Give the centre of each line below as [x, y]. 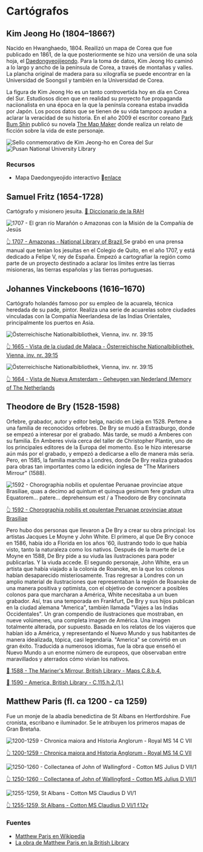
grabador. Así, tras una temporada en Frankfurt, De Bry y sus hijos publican [101, 601]
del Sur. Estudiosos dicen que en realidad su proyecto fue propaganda [94, 98]
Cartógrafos [38, 11]
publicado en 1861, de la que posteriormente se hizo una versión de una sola [102, 55]
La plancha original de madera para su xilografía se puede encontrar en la [98, 74]
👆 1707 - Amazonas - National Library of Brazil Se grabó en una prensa [95, 242]
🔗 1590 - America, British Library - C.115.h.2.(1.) [65, 682]
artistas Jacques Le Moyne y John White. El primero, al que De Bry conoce [100, 536]
